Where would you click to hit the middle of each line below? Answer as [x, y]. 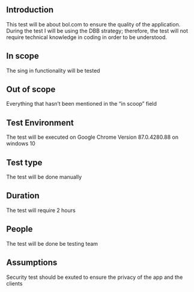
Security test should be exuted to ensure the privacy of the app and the [95, 277]
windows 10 [21, 144]
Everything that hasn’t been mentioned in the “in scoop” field [82, 104]
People [20, 229]
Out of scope [31, 90]
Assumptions [32, 263]
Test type [24, 163]
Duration [23, 196]
